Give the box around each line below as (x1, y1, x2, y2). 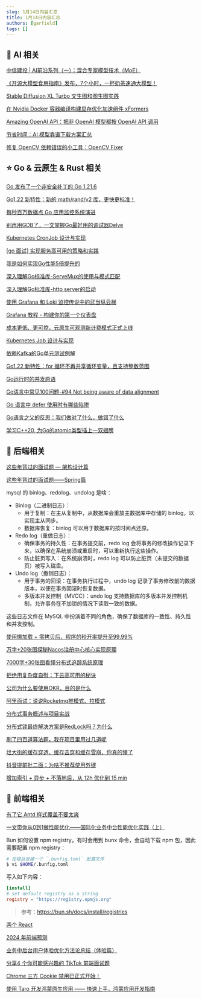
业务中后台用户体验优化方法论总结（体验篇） (6, 946, 118, 954)
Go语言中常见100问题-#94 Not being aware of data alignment (6, 388, 160, 395)
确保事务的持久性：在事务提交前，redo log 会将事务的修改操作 (24, 539, 179, 546)
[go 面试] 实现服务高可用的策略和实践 (6, 247, 99, 254)
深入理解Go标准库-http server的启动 (6, 285, 96, 293)
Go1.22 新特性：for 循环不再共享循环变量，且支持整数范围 (6, 362, 150, 369)
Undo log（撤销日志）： (14, 569, 72, 577)
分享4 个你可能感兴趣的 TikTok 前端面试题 (6, 959, 110, 967)
